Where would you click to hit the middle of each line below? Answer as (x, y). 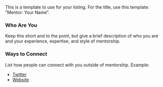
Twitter (20, 74)
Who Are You (21, 25)
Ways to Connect (26, 54)
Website (21, 80)
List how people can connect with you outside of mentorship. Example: (77, 65)
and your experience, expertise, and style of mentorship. (63, 41)
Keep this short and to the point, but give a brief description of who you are (82, 36)
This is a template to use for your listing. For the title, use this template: (77, 7)
